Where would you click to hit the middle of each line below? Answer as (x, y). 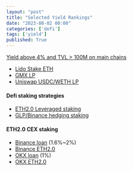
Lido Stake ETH (34, 69)
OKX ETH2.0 (31, 162)
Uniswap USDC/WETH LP (47, 82)
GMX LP (25, 75)
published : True (26, 40)
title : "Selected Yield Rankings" (50, 18)
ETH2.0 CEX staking (32, 129)
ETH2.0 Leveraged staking (48, 109)
